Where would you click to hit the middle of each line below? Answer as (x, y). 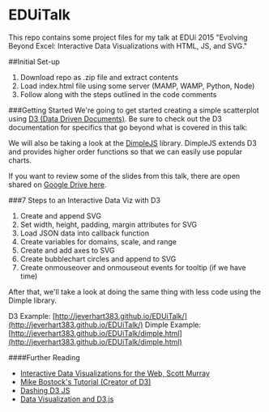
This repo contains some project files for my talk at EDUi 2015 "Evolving (128, 37)
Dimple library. (33, 300)
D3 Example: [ (32, 316)
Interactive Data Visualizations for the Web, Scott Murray (115, 373)
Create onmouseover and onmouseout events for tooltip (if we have (133, 267)
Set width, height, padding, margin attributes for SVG (109, 224)
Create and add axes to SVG (67, 250)
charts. (20, 160)
